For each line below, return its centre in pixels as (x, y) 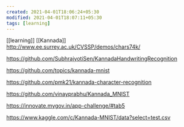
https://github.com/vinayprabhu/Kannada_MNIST (68, 94)
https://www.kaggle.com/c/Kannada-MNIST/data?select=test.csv (88, 118)
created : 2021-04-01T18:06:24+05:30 (53, 12)
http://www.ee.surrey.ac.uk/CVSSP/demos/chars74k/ (73, 47)
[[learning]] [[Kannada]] (36, 41)
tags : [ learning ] (28, 23)
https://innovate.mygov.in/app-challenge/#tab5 (66, 106)
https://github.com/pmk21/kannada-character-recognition (79, 82)
